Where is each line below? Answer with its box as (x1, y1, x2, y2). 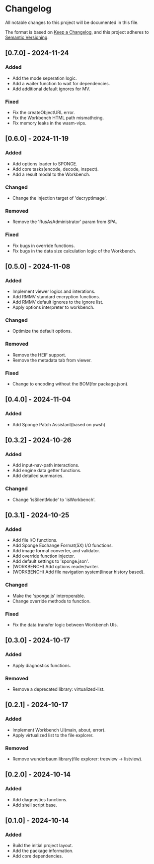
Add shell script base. (12, 802, 57, 808)
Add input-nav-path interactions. (12, 462, 79, 468)
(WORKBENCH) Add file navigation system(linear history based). (12, 569, 145, 575)
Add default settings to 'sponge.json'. (12, 558, 89, 564)
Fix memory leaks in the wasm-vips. (12, 120, 87, 126)
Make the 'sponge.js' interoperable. (12, 593, 85, 599)
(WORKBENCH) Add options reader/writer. (12, 564, 99, 570)
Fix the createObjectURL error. (12, 109, 75, 115)
